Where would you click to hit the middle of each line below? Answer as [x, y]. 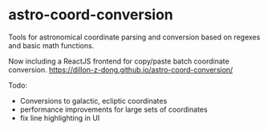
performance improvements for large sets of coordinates [114, 109]
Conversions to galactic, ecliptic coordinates [93, 100]
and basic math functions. [51, 45]
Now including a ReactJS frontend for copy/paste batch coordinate [119, 61]
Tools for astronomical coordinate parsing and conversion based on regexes [134, 37]
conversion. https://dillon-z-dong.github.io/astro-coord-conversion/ [121, 69]
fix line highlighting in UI [60, 117]
